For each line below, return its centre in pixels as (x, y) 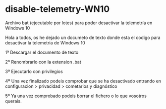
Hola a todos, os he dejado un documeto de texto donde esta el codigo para (83, 37)
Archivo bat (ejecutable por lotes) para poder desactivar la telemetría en (79, 23)
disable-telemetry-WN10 (57, 9)
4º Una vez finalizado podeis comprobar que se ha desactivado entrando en (83, 81)
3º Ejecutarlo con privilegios (34, 71)
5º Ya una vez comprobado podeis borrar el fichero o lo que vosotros (76, 96)
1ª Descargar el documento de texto (42, 52)
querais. (13, 101)
